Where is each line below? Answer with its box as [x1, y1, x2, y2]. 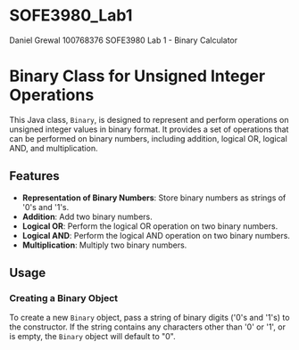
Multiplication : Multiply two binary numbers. [21, 240, 187, 250]
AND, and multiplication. [9, 142, 98, 153]
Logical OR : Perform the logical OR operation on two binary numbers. [21, 220, 278, 232]
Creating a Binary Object [9, 292, 119, 304]
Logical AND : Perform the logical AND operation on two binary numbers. [21, 230, 290, 240]
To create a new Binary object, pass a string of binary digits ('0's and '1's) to [9, 313, 290, 323]
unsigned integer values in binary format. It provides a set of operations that [9, 124, 289, 134]
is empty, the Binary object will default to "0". [9, 331, 176, 342]
